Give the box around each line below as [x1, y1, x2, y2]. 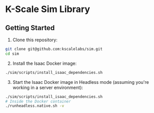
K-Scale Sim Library [5, 4, 90, 15]
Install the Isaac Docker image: [12, 60, 77, 66]
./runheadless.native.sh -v [5, 103, 65, 108]
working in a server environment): [12, 84, 83, 90]
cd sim [5, 51, 19, 56]
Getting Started [5, 24, 55, 32]
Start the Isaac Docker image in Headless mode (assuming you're [12, 79, 149, 85]
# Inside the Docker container [5, 99, 71, 104]
